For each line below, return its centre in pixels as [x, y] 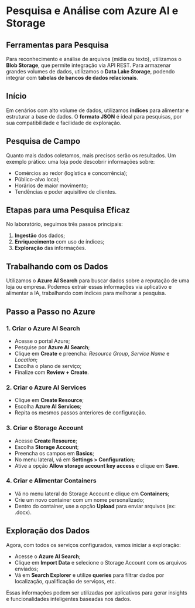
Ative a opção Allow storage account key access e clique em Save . [97, 465]
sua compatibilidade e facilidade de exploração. [64, 123]
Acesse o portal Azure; [42, 341]
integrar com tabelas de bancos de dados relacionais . [72, 78]
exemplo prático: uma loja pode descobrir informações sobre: [81, 161]
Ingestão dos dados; [40, 235]
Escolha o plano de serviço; [48, 366]
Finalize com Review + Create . [52, 372]
